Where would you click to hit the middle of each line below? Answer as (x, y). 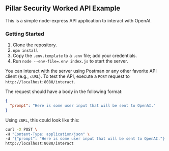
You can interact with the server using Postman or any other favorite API (81, 71)
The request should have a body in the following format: (64, 92)
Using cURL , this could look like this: (43, 120)
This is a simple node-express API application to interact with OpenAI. (78, 20)
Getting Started (25, 34)
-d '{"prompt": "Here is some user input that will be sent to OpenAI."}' (86, 139)
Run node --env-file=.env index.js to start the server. (70, 61)
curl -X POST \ (21, 129)
